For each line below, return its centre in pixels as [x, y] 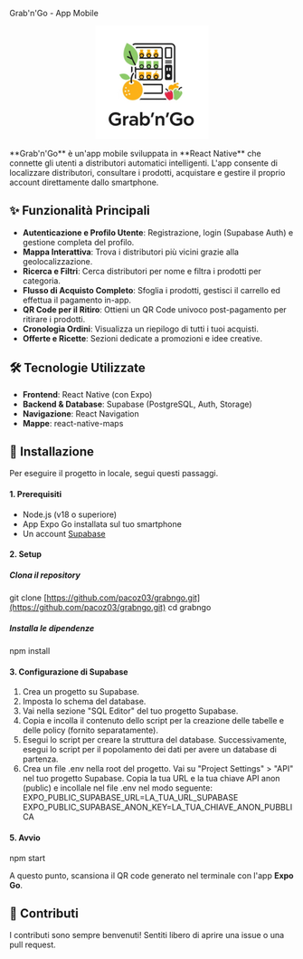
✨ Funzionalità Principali [80, 211]
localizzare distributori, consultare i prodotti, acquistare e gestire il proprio [147, 173]
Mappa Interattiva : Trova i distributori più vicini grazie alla [131, 252]
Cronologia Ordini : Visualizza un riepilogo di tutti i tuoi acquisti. [141, 329]
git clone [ [28, 598]
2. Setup [26, 554]
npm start [28, 858]
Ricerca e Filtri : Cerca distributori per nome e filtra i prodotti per [142, 271]
